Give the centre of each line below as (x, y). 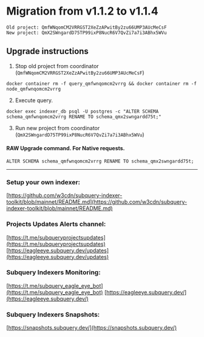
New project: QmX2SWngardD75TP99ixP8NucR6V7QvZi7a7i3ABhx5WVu (87, 33)
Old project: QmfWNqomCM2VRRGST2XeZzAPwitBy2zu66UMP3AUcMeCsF (87, 27)
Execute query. (34, 100)
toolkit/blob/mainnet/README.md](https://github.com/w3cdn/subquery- (97, 202)
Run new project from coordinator (57, 128)
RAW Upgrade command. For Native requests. (66, 148)
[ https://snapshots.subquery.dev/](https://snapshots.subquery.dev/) (92, 328)
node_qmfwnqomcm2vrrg (34, 89)
